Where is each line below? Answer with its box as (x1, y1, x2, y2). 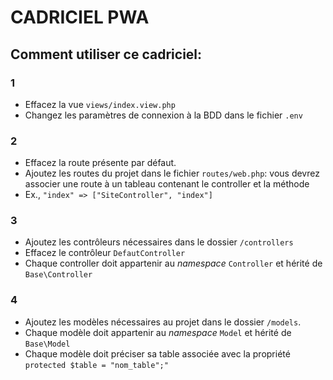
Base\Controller (24, 270, 93, 280)
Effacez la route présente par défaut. (24, 157, 177, 169)
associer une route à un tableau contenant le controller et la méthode (24, 178, 310, 190)
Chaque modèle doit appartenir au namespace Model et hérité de (24, 326, 292, 338)
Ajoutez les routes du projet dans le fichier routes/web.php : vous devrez (24, 167, 320, 180)
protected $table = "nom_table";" (24, 360, 169, 370)
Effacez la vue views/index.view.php (24, 98, 176, 110)
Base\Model (24, 339, 71, 349)
